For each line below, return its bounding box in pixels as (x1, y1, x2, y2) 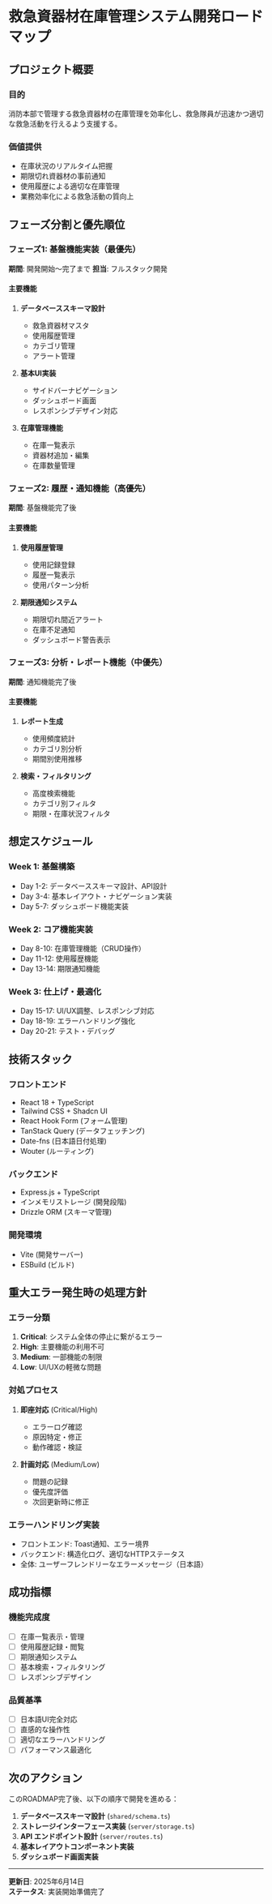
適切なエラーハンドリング (19, 1735, 106, 1744)
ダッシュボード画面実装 (19, 1852, 99, 1862)
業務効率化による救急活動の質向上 (19, 191, 134, 201)
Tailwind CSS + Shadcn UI (19, 1106, 108, 1116)
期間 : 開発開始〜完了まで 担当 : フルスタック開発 (8, 264, 168, 273)
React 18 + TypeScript (19, 1098, 95, 1108)
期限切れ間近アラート (32, 614, 104, 624)
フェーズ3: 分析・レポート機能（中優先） (8, 657, 168, 668)
